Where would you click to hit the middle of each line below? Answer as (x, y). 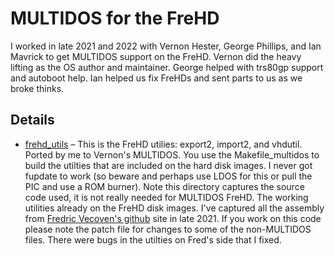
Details (32, 120)
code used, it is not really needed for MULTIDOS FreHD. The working (166, 197)
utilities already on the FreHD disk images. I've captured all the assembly (174, 208)
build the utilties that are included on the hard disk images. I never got (168, 165)
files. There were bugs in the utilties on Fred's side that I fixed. (153, 239)
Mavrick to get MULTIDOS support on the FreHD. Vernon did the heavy (156, 56)
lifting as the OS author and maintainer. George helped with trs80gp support (167, 67)
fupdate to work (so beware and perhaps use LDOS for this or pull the (168, 176)
